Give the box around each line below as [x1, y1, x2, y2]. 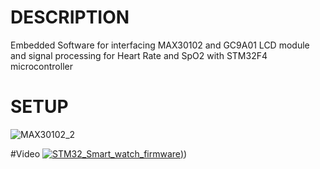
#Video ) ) [10, 147, 188, 160]
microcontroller [10, 60, 73, 72]
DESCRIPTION [10, 6, 130, 29]
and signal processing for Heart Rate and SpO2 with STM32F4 [10, 49, 268, 61]
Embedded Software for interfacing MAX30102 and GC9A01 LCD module [10, 39, 310, 51]
